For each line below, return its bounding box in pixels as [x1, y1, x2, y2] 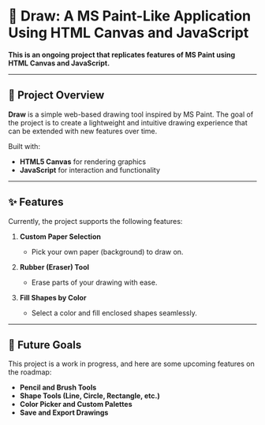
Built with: [8, 141, 41, 151]
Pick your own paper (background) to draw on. [31, 247, 184, 256]
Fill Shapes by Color [19, 293, 87, 302]
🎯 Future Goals [8, 338, 82, 352]
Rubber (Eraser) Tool [19, 262, 89, 271]
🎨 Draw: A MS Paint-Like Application [8, 7, 251, 25]
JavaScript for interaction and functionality [19, 165, 160, 174]
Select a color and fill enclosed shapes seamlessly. [31, 308, 197, 318]
